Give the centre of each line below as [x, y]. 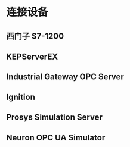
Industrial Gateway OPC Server [65, 77]
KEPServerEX [32, 56]
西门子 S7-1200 [35, 36]
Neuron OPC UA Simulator [56, 137]
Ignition [21, 97]
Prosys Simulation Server [54, 118]
